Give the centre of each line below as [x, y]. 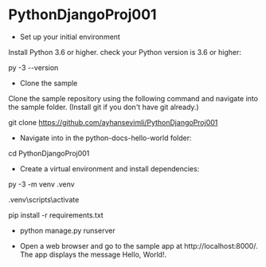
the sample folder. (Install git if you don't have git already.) [104, 107]
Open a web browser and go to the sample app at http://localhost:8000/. [139, 245]
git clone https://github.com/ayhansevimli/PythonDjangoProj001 [113, 122]
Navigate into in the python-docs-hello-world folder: [106, 138]
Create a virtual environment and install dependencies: [110, 168]
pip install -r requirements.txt [56, 215]
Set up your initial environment [70, 37]
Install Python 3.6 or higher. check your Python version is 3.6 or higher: [125, 52]
